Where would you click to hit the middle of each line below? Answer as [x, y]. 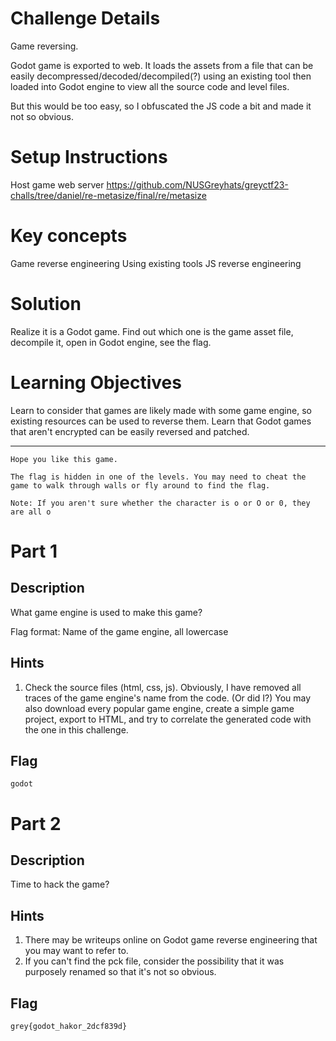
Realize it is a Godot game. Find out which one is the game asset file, [152, 331]
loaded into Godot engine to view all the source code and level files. [150, 86]
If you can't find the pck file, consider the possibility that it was [154, 961]
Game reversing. [44, 46]
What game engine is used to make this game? [106, 612]
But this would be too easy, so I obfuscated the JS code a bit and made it [161, 106]
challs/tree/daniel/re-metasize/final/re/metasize [108, 195]
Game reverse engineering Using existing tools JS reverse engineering [156, 263]
